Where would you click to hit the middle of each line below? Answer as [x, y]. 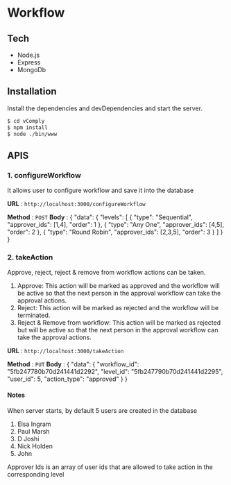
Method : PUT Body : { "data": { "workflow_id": [73, 364]
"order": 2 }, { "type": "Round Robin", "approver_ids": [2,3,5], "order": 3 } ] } [115, 232]
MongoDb [32, 70]
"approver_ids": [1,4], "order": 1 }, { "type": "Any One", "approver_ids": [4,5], [115, 225]
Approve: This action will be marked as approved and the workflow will [118, 286]
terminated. [34, 315]
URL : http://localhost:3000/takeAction [66, 351]
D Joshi [28, 439]
